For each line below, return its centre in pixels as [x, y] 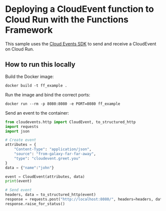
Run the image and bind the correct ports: [48, 94]
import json [17, 131]
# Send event [19, 190]
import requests [22, 127]
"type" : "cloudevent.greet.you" [47, 158]
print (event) [19, 181]
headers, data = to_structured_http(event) [51, 195]
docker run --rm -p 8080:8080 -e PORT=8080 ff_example [63, 104]
